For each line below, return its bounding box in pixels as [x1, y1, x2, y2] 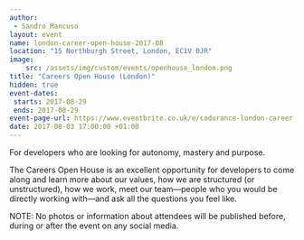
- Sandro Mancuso [13, 22, 79, 31]
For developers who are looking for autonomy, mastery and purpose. [9, 147, 266, 158]
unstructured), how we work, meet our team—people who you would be [9, 184, 278, 194]
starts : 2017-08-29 [13, 97, 88, 106]
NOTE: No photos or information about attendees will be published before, [9, 211, 287, 221]
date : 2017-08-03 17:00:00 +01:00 [9, 123, 140, 132]
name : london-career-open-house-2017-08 [9, 38, 165, 48]
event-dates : [9, 88, 59, 97]
